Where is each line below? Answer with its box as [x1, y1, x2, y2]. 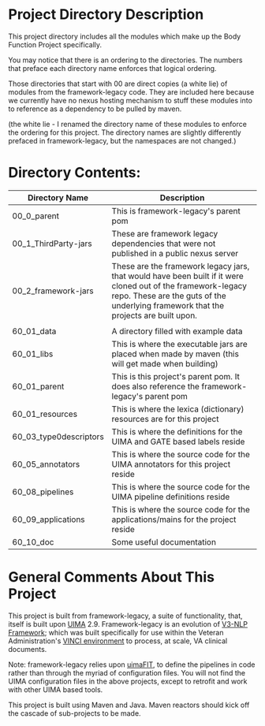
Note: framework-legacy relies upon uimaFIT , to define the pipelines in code [8, 660, 256, 669]
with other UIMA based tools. [8, 684, 103, 694]
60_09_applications [12, 514, 85, 525]
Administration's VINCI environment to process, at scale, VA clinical [8, 636, 228, 646]
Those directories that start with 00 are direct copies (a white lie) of [8, 79, 228, 88]
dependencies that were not [111, 238, 216, 249]
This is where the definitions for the [111, 426, 243, 437]
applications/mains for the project [111, 514, 237, 525]
